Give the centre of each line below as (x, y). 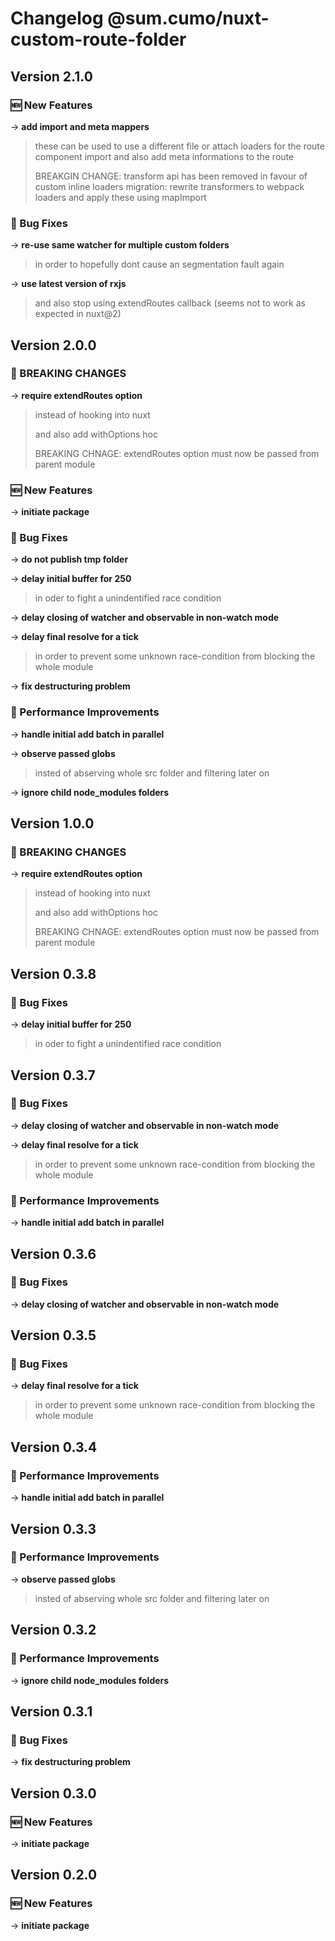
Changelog (57, 18)
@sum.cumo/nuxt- (188, 18)
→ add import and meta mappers (80, 126)
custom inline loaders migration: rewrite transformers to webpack (169, 186)
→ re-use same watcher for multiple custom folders (120, 245)
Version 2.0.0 (53, 345)
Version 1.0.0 (52, 823)
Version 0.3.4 (54, 1447)
